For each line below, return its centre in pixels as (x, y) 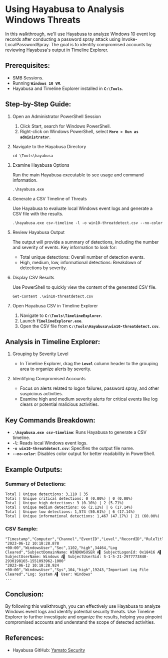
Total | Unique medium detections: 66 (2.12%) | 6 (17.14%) (69, 507)
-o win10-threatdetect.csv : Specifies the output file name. (73, 449)
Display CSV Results (33, 277)
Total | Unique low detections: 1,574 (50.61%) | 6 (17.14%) (70, 512)
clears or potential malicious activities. (59, 404)
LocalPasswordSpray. (27, 44)
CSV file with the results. (38, 213)
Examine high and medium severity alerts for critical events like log (89, 399)
